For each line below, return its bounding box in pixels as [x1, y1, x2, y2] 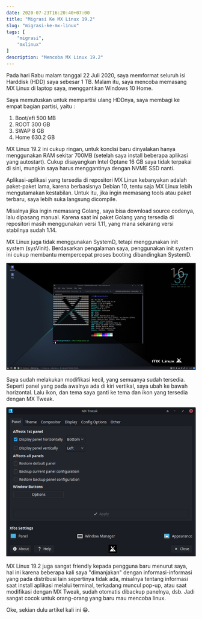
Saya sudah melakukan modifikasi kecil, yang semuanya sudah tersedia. [6, 376, 185, 383]
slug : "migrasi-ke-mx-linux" [6, 22, 79, 28]
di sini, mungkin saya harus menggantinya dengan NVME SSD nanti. [6, 164, 175, 172]
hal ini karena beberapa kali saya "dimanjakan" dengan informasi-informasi [6, 569, 192, 576]
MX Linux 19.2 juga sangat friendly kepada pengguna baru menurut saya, [6, 562, 188, 570]
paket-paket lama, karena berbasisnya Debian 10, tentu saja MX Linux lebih [6, 182, 192, 190]
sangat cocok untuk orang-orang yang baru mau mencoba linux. [6, 595, 167, 602]
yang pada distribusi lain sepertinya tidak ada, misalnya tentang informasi [6, 576, 188, 583]
